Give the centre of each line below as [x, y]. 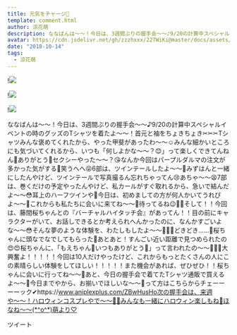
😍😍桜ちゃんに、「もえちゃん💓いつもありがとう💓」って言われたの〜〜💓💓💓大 [118, 248]
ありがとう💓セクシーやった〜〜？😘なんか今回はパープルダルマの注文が [121, 159]
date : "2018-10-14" [36, 47]
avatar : [19, 40]
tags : [15, 54]
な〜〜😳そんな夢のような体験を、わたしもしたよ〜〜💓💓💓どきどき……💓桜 [114, 230]
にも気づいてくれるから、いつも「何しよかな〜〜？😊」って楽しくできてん [115, 151]
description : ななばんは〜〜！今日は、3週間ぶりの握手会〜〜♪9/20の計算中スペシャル [119, 33]
